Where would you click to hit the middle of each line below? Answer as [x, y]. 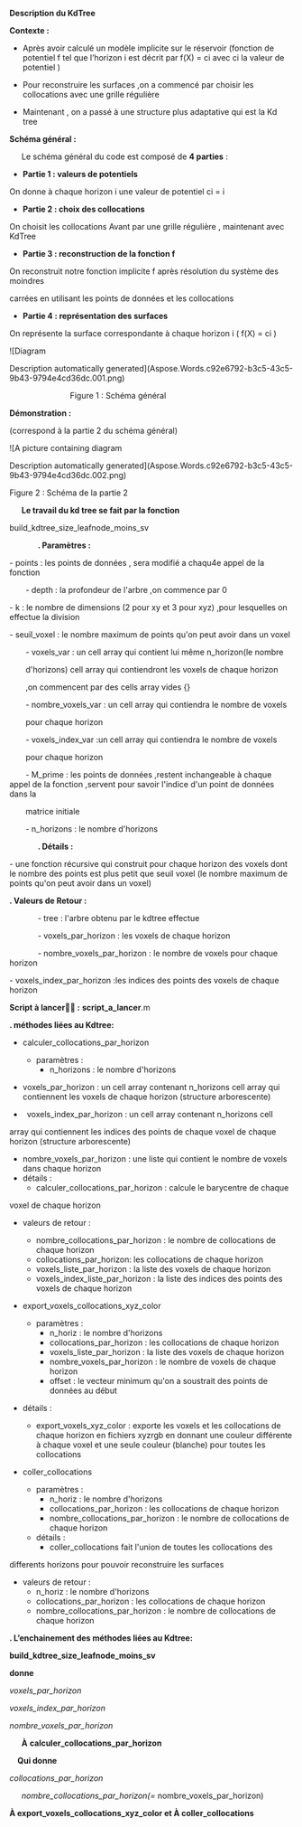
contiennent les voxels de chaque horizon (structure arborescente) [146, 1097]
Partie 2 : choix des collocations [84, 209]
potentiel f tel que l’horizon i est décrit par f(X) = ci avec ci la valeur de [153, 57]
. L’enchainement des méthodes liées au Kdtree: [101, 1638]
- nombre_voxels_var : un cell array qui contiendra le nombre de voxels [156, 705]
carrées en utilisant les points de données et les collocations [122, 298]
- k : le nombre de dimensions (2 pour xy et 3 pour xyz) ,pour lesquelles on [149, 607]
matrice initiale [53, 811]
